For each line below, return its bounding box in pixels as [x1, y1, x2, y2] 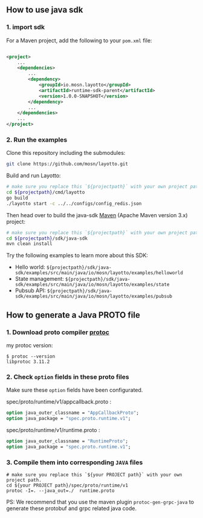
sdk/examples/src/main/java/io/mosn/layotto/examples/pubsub [14, 293, 173, 300]
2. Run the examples [6, 136, 68, 144]
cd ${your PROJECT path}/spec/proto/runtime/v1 [6, 482, 129, 489]
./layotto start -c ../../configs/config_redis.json [6, 200, 142, 206]
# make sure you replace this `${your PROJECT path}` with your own [6, 472, 182, 478]
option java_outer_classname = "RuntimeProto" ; [6, 438, 129, 444]
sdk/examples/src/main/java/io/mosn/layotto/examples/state [14, 281, 170, 288]
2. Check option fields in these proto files [6, 372, 129, 381]
